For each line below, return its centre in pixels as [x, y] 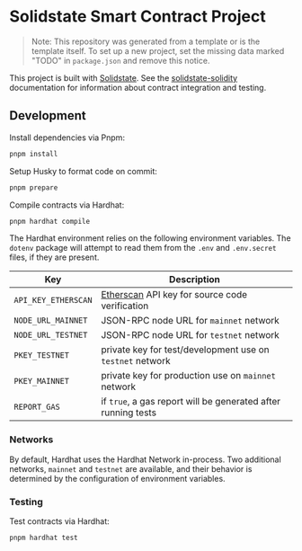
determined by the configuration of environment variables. [118, 478]
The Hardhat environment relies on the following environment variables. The [150, 238]
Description [195, 280]
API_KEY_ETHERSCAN [53, 300]
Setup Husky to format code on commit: [83, 171]
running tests [129, 413]
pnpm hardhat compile [50, 221]
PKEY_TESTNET [42, 355]
